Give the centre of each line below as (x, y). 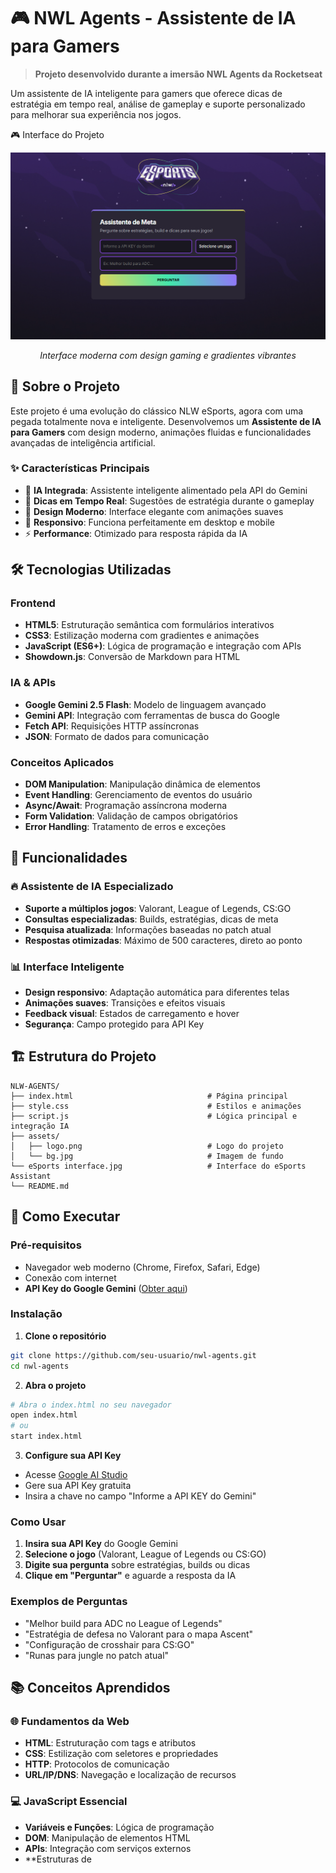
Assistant (31, 1176)
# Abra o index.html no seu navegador (91, 1405)
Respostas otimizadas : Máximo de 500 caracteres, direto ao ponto (163, 940)
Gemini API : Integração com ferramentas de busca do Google (152, 715)
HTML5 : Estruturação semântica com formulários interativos (149, 625)
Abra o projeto (55, 1385)
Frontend (33, 603)
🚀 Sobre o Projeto (65, 386)
